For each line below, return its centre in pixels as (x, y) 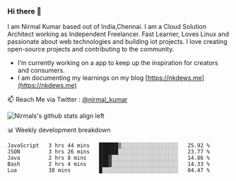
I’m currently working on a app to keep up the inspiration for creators (118, 63)
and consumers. (41, 71)
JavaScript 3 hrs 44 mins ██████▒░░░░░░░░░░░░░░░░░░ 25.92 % (109, 146)
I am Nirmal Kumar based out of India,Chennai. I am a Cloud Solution (107, 27)
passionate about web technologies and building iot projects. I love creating (117, 42)
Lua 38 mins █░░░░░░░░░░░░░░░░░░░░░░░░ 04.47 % (109, 170)
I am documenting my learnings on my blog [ (83, 78)
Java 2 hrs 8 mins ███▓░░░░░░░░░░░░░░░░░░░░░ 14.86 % (109, 158)
